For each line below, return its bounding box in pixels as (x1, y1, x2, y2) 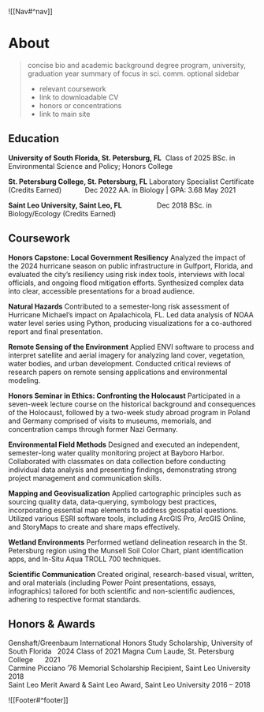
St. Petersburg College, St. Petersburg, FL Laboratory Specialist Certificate (8, 177, 255, 186)
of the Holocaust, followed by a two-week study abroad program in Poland (8, 407, 251, 417)
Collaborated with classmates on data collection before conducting (8, 456, 226, 466)
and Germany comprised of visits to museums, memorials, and (8, 416, 212, 425)
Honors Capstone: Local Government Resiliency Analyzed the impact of (8, 253, 246, 262)
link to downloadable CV (39, 92, 119, 102)
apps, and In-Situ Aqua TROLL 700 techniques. (8, 554, 162, 564)
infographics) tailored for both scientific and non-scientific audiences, (8, 586, 236, 595)
